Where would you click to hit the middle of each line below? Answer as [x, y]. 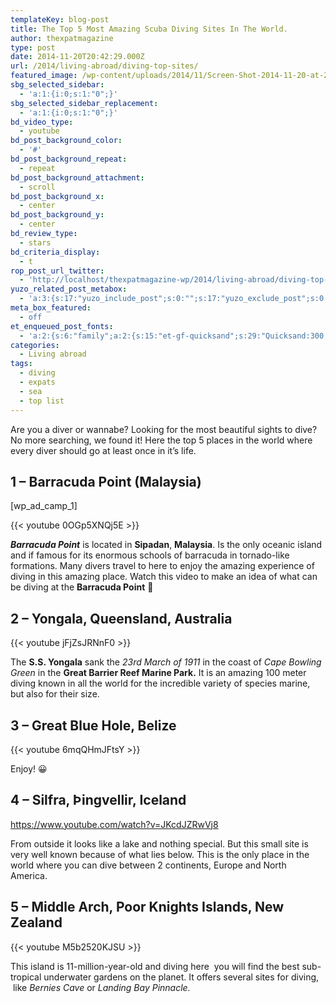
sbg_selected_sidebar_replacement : [84, 103]
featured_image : [44, 76]
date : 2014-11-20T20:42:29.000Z [77, 57]
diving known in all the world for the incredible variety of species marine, [160, 683]
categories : [35, 345]
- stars [35, 242]
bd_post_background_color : [66, 141]
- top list [42, 401]
